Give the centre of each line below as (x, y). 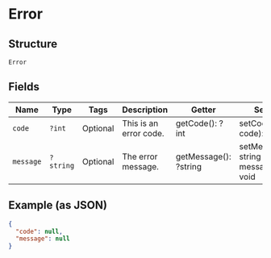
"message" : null (43, 239)
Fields (24, 87)
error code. (143, 133)
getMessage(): (203, 156)
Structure (33, 44)
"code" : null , (39, 231)
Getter (203, 110)
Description (145, 110)
